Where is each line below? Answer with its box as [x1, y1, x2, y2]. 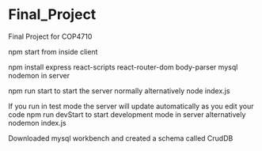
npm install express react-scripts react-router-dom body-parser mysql [8, 62, 238, 72]
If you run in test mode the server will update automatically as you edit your [8, 101, 254, 111]
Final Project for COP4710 [8, 32, 93, 41]
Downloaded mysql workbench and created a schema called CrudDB [8, 133, 234, 143]
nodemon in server [8, 70, 70, 80]
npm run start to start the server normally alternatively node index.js [8, 85, 230, 96]
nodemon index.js [8, 118, 66, 127]
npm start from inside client [8, 47, 98, 56]
